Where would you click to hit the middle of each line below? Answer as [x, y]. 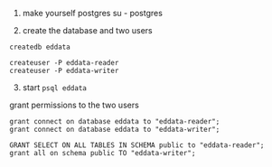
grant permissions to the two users [75, 105]
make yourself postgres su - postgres [92, 13]
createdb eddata [40, 47]
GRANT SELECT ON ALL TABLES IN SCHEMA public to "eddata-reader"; [137, 145]
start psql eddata [55, 88]
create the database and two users [87, 30]
